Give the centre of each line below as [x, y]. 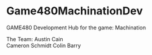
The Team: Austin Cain [35, 39]
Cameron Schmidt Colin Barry [43, 45]
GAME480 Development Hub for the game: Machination [76, 27]
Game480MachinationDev [74, 11]
